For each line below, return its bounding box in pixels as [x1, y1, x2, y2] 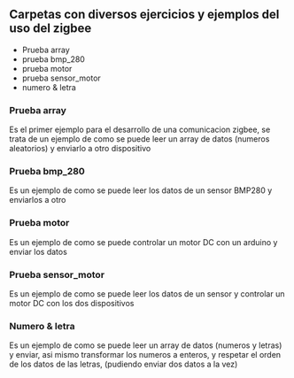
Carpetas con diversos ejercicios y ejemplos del [9, 7, 280, 22]
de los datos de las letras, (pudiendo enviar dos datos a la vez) [9, 359, 238, 370]
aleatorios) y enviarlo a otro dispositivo [9, 143, 151, 154]
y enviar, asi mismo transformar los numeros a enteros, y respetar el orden [9, 350, 282, 360]
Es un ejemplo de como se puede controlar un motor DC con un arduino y [9, 236, 278, 247]
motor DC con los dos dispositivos [9, 298, 135, 308]
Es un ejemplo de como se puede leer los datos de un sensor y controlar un [9, 289, 285, 299]
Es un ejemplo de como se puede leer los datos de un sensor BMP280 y [9, 185, 273, 196]
